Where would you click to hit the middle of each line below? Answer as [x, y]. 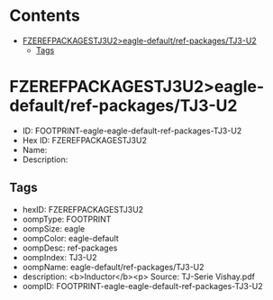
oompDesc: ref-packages [70, 248]
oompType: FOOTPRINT [67, 219]
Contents [45, 16]
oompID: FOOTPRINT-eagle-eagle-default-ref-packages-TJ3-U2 [142, 286]
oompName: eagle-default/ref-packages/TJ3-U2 [113, 267]
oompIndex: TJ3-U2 [59, 257]
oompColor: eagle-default [70, 238]
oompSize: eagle [54, 228]
